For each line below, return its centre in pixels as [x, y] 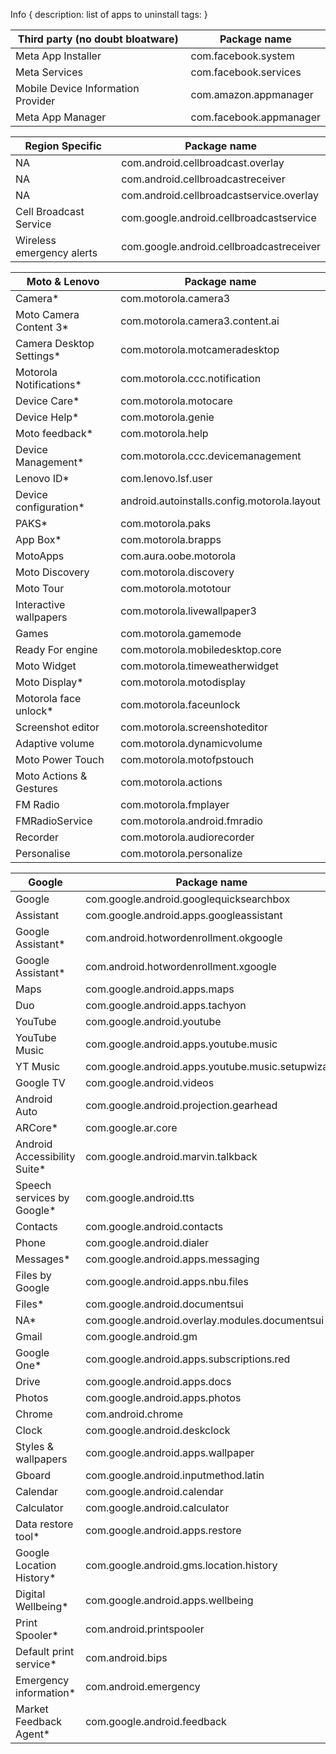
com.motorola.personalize [181, 853]
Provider [35, 101]
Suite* [31, 1169]
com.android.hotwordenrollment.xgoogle [181, 966]
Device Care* [47, 401]
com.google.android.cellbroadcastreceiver [221, 246]
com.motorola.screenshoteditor [194, 727]
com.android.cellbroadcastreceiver [203, 179]
